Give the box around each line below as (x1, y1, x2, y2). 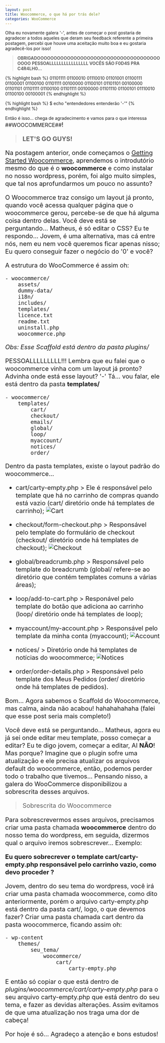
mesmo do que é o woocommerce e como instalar (5, 164, 153, 172)
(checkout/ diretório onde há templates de (15, 536, 139, 544)
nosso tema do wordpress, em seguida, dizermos (5, 831, 149, 839)
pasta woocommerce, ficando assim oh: (5, 920, 122, 929)
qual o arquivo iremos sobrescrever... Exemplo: (5, 838, 142, 847)
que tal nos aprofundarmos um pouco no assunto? (5, 179, 153, 187)
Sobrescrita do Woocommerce (22, 801, 112, 810)
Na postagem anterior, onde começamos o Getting (5, 149, 153, 157)
